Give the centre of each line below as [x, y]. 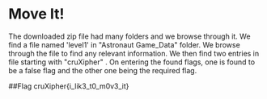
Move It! [36, 14]
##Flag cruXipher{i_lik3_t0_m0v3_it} [69, 86]
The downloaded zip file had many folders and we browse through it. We [129, 36]
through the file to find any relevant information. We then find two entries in [134, 53]
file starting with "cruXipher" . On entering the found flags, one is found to [132, 62]
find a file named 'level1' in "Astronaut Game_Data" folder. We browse [124, 44]
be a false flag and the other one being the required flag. [103, 70]
